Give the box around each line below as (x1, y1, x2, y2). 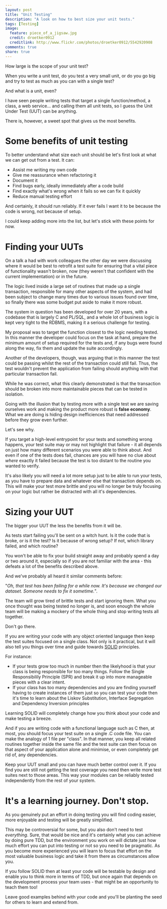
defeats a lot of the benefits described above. (5, 563, 99, 569)
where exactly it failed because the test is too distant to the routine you (5, 458, 151, 464)
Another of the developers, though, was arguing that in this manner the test (5, 355, 160, 361)
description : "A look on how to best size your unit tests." (5, 17, 135, 22)
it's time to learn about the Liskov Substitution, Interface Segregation (12, 695, 154, 701)
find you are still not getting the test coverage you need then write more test (5, 767, 162, 773)
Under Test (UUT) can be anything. (5, 108, 77, 114)
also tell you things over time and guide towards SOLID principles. (5, 644, 141, 650)
